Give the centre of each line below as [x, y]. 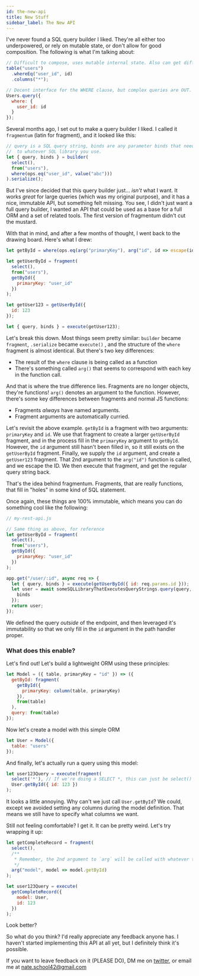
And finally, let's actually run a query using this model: [72, 763]
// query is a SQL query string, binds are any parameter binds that [94, 146]
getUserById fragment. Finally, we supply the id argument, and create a [93, 453]
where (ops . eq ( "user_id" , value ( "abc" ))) [62, 174]
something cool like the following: [47, 508]
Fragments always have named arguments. [67, 410]
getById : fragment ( [36, 680]
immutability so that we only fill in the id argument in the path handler [91, 629]
